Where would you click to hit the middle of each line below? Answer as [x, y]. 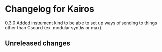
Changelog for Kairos [50, 9]
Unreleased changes [38, 43]
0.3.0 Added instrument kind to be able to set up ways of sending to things [81, 23]
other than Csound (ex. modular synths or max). [54, 27]
